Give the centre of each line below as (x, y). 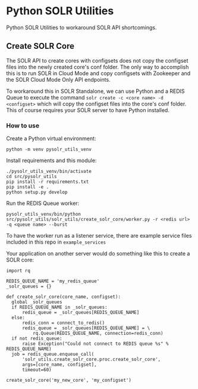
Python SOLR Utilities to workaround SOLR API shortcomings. (81, 27)
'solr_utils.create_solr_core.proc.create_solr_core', (91, 360)
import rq (18, 271)
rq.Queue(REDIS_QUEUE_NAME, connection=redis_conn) (98, 334)
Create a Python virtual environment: (51, 139)
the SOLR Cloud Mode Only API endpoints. (59, 79)
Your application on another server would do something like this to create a (98, 254)
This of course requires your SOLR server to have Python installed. (88, 110)
